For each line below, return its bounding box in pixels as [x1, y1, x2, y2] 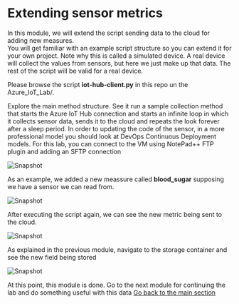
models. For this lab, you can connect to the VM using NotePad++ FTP [7, 139, 215, 148]
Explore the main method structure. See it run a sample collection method [7, 101, 223, 110]
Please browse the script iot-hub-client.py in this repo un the [7, 80, 188, 88]
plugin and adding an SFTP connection [7, 147, 122, 156]
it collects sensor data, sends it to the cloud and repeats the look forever [7, 116, 220, 126]
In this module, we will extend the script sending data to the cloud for [7, 29, 211, 37]
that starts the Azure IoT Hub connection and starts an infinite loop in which [7, 109, 229, 118]
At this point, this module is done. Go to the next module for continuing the [7, 280, 226, 289]
